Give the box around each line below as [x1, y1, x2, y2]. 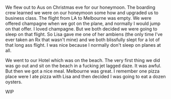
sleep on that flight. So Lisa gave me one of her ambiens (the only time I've [5, 31, 163, 37]
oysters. [5, 79, 22, 85]
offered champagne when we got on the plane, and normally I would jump [5, 20, 161, 26]
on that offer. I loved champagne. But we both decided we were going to [5, 26, 157, 32]
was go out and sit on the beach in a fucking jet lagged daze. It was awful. [5, 63, 162, 69]
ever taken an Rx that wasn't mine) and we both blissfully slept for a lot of [5, 37, 160, 43]
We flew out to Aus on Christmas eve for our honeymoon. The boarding [5, 5, 156, 10]
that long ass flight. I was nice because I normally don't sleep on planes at [5, 42, 161, 48]
